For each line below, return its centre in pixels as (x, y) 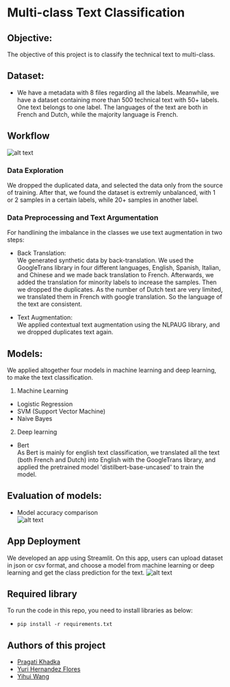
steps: (16, 240)
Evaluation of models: (55, 496)
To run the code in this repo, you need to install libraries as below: (100, 610)
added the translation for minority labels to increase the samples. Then (117, 282)
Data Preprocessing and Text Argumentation (83, 218)
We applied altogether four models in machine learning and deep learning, (112, 370)
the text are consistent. (49, 304)
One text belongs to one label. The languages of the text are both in (112, 107)
